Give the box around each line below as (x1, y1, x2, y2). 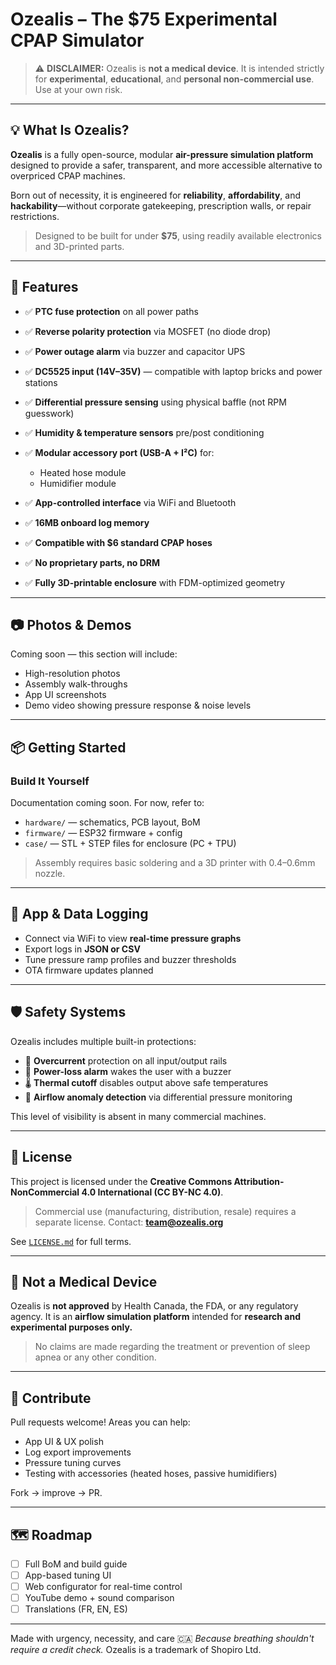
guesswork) (24, 407, 75, 419)
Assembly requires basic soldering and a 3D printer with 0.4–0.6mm (34, 857, 316, 869)
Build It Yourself (10, 774, 90, 788)
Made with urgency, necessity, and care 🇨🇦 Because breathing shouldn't (10, 1633, 315, 1645)
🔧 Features (10, 279, 79, 296)
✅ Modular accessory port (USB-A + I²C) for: (24, 446, 215, 458)
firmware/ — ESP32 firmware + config (24, 827, 183, 839)
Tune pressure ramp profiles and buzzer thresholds (24, 953, 237, 965)
